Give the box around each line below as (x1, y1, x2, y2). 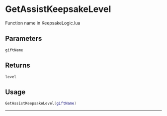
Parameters (5, 34, 42, 43)
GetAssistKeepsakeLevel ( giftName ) (5, 101, 77, 106)
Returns (5, 61, 31, 70)
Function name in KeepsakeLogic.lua (5, 20, 81, 26)
